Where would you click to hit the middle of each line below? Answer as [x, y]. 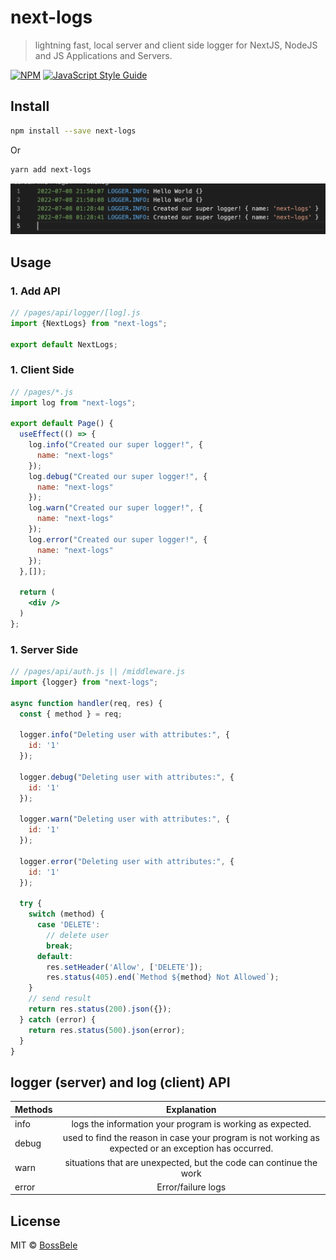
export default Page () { [62, 424]
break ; [60, 946]
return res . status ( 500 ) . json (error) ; [107, 1030]
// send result [60, 999]
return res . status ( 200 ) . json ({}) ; [100, 1009]
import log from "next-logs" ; [73, 402]
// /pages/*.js [42, 392]
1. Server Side [44, 649]
